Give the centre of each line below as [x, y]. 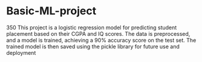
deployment [21, 52]
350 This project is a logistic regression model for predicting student [92, 27]
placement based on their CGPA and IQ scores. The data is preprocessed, [98, 33]
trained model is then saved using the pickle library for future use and [93, 46]
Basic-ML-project [51, 11]
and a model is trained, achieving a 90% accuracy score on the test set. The [101, 40]
